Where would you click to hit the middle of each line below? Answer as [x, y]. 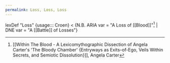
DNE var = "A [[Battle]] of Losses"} [41, 30]
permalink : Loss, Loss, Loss [36, 10]
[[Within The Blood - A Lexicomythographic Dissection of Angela [80, 44]
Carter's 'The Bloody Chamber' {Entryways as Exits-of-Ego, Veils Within [88, 50]
